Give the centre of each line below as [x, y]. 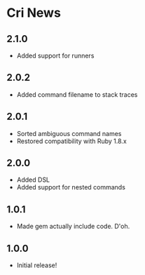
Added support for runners [55, 55]
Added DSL [33, 180]
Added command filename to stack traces [77, 94]
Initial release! [37, 265]
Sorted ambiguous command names [69, 133]
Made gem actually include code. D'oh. [73, 227]
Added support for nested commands [71, 187]
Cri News [34, 13]
